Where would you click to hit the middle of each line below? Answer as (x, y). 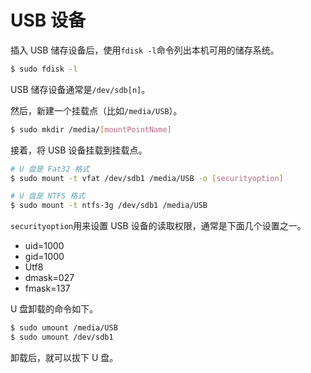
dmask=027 (49, 278)
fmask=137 (47, 288)
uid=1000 (44, 246)
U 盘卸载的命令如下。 (54, 309)
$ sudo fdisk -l (44, 69)
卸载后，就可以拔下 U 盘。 (64, 357)
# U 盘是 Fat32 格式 (50, 169)
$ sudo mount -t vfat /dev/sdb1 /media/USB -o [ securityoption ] (147, 178)
